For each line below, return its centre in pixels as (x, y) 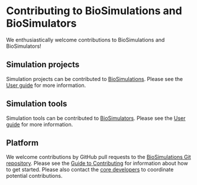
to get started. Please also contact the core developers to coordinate (90, 170)
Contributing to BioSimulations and (94, 11)
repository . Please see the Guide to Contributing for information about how (97, 163)
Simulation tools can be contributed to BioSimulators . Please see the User (96, 118)
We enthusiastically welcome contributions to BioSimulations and (85, 40)
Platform (22, 143)
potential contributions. (34, 176)
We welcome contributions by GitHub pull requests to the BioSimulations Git (98, 157)
